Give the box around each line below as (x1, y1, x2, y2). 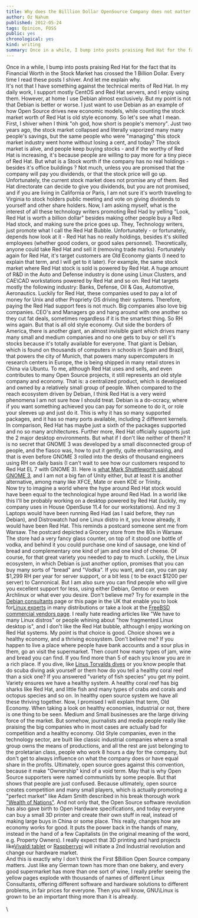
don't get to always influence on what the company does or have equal (6, 755, 179, 762)
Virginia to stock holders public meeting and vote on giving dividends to (6, 195, 180, 202)
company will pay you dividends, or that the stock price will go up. (6, 170, 167, 177)
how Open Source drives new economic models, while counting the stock (6, 107, 185, 114)
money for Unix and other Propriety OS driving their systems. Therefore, (6, 296, 181, 303)
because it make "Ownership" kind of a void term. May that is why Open (6, 767, 181, 774)
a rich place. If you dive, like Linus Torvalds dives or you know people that (6, 660, 186, 667)
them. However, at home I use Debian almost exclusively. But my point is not (6, 95, 192, 102)
